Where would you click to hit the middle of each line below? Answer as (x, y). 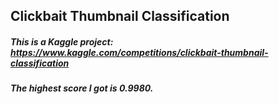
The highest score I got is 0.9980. (82, 88)
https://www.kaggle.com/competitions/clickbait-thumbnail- (139, 52)
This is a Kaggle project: (62, 41)
